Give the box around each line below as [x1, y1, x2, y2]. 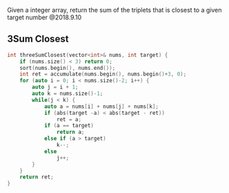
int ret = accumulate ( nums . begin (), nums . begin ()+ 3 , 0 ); [19, 71, 187, 78]
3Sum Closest [7, 33, 69, 45]
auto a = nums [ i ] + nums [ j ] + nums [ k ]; [43, 103, 159, 110]
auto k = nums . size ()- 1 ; [32, 90, 103, 98]
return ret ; [19, 174, 54, 181]
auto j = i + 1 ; [32, 84, 79, 91]
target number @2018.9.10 [7, 13, 82, 21]
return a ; [56, 129, 85, 136]
